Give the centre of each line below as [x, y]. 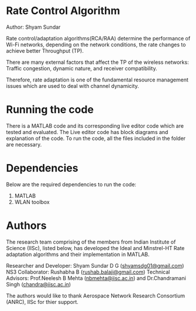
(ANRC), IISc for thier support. [42, 302]
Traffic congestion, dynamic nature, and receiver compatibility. [82, 68]
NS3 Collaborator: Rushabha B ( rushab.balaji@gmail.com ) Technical [88, 272]
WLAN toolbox [32, 202]
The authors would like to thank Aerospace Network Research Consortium [96, 295]
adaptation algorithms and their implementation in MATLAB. [78, 254]
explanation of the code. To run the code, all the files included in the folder [96, 138]
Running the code [50, 110]
